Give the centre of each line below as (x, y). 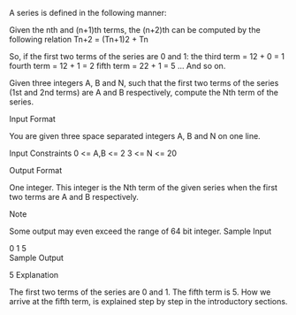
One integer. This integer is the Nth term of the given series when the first (144, 188)
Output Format (36, 170)
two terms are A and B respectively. (74, 197)
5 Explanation (34, 275)
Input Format (32, 119)
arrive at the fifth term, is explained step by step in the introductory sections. (148, 301)
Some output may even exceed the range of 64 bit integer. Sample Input (140, 231)
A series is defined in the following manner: (88, 13)
